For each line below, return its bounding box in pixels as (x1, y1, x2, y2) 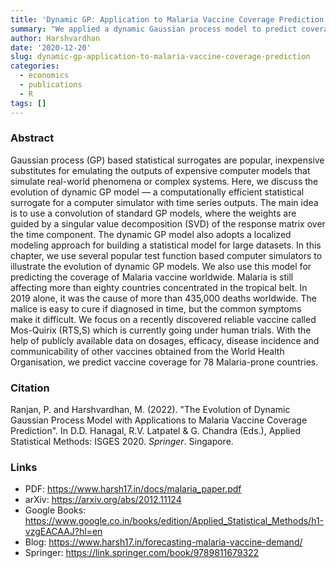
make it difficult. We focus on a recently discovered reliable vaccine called (10, 313, 317, 325)
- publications (19, 80, 83, 90)
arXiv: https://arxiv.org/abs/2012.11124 (24, 494, 182, 506)
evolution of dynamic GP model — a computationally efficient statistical (10, 186, 305, 198)
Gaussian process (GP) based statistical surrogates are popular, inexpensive (10, 154, 325, 166)
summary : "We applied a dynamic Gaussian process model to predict (10, 24, 298, 34)
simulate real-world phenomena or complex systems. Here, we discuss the (10, 175, 319, 187)
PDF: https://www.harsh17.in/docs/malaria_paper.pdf (24, 483, 242, 495)
